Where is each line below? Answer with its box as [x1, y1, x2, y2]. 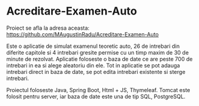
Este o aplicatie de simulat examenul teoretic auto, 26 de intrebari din [6, 42, 180, 50]
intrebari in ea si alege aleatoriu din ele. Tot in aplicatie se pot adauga [6, 62, 181, 69]
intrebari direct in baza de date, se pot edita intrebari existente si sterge [6, 68, 186, 75]
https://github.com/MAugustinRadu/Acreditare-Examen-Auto [6, 30, 159, 38]
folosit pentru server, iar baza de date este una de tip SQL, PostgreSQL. [6, 93, 186, 100]
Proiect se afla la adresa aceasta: [6, 24, 90, 31]
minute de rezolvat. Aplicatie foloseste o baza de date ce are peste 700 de [6, 55, 193, 62]
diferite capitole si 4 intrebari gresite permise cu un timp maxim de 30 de [6, 48, 189, 56]
